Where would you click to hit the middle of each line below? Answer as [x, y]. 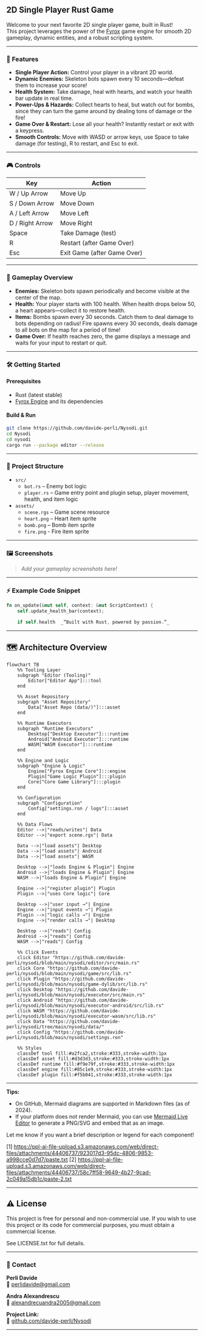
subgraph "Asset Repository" [54, 702]
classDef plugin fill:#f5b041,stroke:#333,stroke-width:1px [95, 1075]
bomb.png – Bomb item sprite [59, 525]
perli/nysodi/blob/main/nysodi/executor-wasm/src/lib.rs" [81, 1016]
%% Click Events [38, 952]
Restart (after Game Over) [97, 243]
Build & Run [21, 415]
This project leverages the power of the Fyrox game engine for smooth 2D [99, 31]
